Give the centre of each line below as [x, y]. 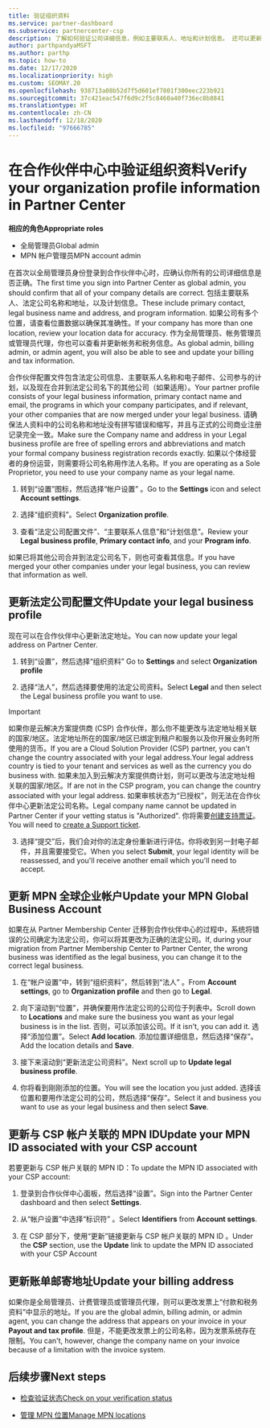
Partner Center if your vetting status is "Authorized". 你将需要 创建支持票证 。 [134, 815]
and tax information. [41, 360]
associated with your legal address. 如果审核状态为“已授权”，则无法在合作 [131, 795]
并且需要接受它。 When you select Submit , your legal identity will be [147, 851]
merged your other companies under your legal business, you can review [129, 566]
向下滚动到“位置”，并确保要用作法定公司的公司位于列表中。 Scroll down [137, 1008]
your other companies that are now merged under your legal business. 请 [129, 414]
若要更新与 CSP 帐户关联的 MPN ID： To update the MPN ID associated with [133, 1168]
